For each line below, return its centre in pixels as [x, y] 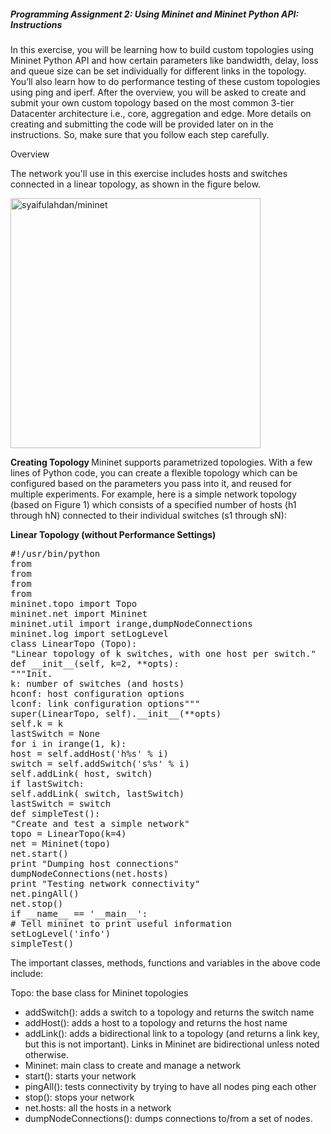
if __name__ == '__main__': [79, 913]
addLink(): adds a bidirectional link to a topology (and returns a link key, [172, 1033]
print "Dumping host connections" [95, 863]
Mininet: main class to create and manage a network [133, 1065]
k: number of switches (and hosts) [97, 683]
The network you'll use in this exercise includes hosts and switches [149, 173]
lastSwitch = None [55, 733]
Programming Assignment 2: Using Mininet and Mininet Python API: [155, 14]
